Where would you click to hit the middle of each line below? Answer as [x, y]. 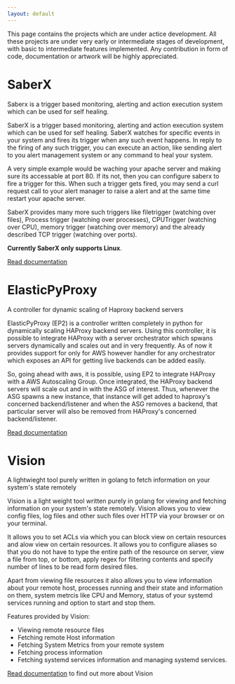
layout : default [31, 14]
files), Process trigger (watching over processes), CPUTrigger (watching [112, 219]
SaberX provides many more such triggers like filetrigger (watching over [112, 212]
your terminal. [27, 523]
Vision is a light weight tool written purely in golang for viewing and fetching [117, 501]
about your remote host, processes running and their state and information [115, 588]
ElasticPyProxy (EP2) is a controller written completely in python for [105, 323]
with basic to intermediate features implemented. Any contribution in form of [118, 48]
